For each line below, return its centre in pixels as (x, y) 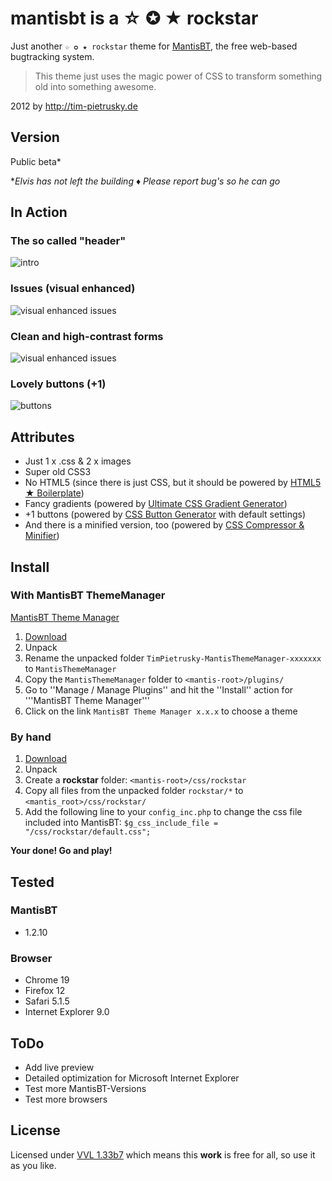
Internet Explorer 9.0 (67, 1012)
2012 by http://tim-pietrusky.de (74, 106)
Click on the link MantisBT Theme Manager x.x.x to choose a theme (161, 711)
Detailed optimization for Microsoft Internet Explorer (132, 1078)
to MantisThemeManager (70, 668)
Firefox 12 (45, 991)
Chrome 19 (47, 980)
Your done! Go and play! (61, 851)
